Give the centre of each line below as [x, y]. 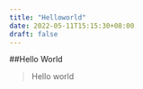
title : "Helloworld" [48, 17]
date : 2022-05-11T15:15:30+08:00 [72, 26]
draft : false [34, 34]
